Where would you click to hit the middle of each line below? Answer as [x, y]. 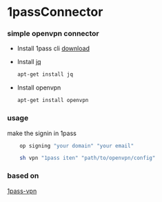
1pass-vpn [22, 191]
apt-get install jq [45, 74]
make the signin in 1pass [42, 133]
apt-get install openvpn [53, 101]
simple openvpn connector [53, 34]
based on [23, 176]
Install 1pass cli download [53, 48]
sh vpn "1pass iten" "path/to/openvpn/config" [88, 158]
